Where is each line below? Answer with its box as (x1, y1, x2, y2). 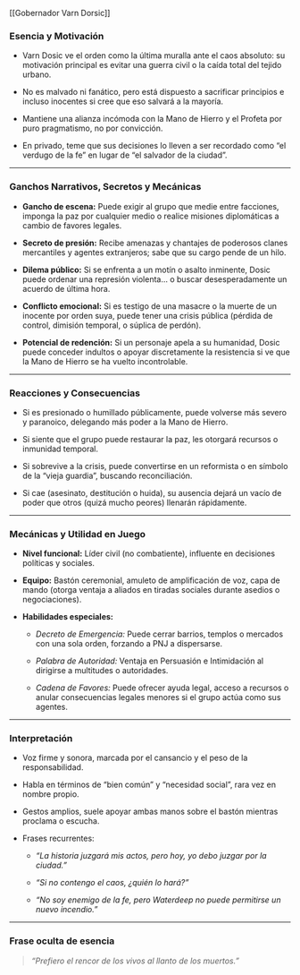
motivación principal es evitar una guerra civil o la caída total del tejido (21, 60, 282, 71)
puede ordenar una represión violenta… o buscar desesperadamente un (21, 273, 287, 285)
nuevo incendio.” (35, 904, 98, 915)
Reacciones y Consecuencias (9, 387, 141, 399)
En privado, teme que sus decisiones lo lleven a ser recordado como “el (21, 141, 287, 151)
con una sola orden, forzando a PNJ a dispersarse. (35, 638, 223, 649)
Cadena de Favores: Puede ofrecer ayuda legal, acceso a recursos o (35, 682, 289, 693)
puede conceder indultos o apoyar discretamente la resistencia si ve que (21, 346, 290, 357)
